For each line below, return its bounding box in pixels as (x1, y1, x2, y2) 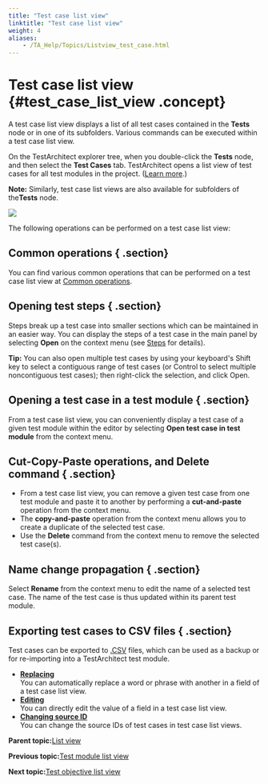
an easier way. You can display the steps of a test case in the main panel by (8, 329, 258, 338)
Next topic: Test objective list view (8, 766, 122, 776)
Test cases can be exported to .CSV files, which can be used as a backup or (8, 645, 260, 654)
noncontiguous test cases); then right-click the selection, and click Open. (8, 370, 250, 380)
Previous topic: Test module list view (8, 751, 130, 761)
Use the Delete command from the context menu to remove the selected (19, 531, 260, 541)
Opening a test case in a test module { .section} (8, 394, 250, 407)
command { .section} (8, 467, 116, 481)
